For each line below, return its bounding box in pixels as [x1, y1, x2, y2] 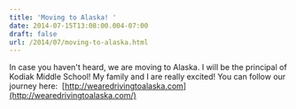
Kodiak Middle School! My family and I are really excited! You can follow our [9, 72, 286, 82]
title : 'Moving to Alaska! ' [9, 12, 117, 22]
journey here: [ [9, 81, 66, 91]
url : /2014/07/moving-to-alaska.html [9, 37, 149, 47]
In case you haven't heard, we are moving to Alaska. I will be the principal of [9, 62, 288, 73]
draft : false [9, 29, 58, 38]
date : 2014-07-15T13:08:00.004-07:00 [9, 21, 149, 30]
